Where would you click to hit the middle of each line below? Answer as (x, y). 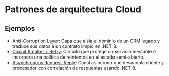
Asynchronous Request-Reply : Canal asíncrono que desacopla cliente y (88, 62)
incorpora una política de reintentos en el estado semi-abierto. (78, 57)
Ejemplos (20, 28)
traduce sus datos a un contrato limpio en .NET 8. (65, 46)
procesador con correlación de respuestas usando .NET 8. (74, 68)
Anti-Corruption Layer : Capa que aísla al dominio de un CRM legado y (86, 41)
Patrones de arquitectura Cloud (73, 9)
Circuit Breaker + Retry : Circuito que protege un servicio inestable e (84, 52)
